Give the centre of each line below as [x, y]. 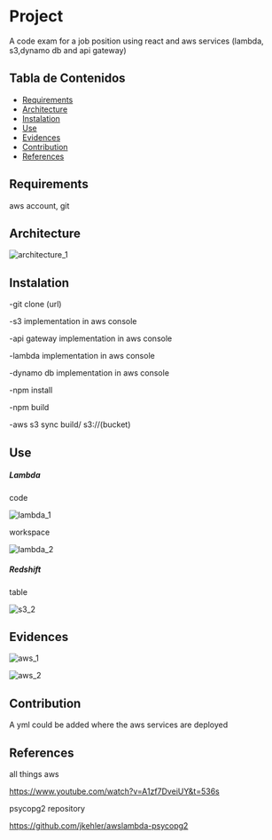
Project [36, 16]
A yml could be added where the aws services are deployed [119, 725]
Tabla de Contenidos [67, 79]
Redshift [25, 569]
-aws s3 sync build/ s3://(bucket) [70, 424]
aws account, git [39, 205]
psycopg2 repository [47, 808]
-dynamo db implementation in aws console [89, 373]
